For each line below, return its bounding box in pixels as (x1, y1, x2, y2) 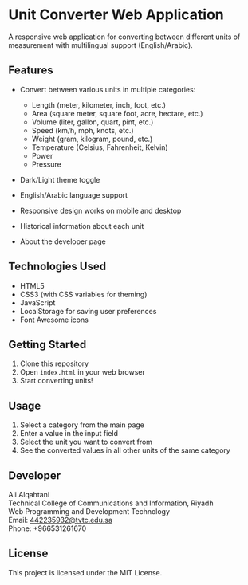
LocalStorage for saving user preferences (19, 306, 157, 316)
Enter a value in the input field (19, 429, 118, 438)
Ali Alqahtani (8, 490, 50, 499)
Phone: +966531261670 (8, 524, 87, 533)
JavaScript (19, 297, 56, 308)
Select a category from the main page (19, 420, 145, 430)
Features (8, 64, 53, 77)
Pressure (31, 159, 61, 169)
